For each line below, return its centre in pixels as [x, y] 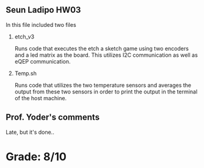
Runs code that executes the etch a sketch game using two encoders [101, 48]
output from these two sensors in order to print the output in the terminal [106, 92]
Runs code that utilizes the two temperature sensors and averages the [103, 85]
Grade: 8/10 [36, 157]
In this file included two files [41, 24]
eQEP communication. [42, 61]
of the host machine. [41, 98]
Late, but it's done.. [30, 132]
